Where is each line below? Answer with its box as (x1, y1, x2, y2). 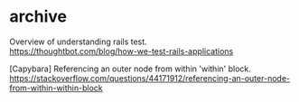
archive (9, 6, 68, 27)
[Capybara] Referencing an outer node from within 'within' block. (9, 63, 251, 74)
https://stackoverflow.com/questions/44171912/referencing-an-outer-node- (9, 72, 291, 83)
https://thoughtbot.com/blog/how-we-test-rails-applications (9, 45, 234, 56)
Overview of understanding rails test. (9, 36, 147, 47)
